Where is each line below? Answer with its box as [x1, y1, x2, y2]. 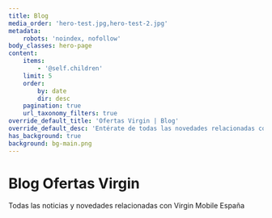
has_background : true [8, 132, 82, 140]
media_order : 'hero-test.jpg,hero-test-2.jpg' [8, 19, 168, 27]
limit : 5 [23, 72, 53, 80]
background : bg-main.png [8, 139, 92, 148]
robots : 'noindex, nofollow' [23, 34, 121, 43]
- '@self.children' [37, 65, 104, 73]
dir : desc [37, 94, 70, 103]
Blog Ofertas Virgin [8, 174, 140, 192]
